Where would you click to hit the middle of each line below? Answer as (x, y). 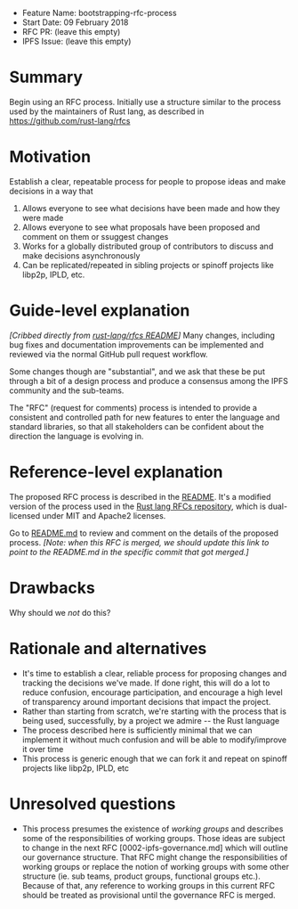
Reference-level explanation (116, 472)
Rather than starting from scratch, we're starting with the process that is (154, 711)
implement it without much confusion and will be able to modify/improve (154, 740)
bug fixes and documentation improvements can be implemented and (137, 344)
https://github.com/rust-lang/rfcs (70, 120)
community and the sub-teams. (67, 390)
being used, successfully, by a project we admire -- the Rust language (151, 720)
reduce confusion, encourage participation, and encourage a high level (152, 692)
